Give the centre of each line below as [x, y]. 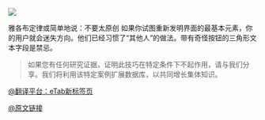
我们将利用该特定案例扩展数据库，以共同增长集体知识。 [132, 74]
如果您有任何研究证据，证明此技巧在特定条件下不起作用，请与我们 [135, 64]
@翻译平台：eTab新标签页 [51, 91]
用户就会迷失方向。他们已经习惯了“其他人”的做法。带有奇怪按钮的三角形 [132, 38]
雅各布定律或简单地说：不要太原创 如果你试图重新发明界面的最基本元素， [127, 28]
